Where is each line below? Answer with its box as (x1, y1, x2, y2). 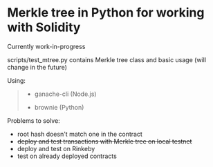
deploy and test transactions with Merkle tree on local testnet (17, 137, 192, 146)
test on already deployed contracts (17, 152, 118, 160)
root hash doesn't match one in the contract (17, 130, 143, 138)
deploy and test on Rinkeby (17, 144, 95, 153)
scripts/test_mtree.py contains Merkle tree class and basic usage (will (7, 55, 206, 63)
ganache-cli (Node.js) (34, 90, 97, 98)
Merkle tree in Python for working (7, 5, 205, 21)
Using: (7, 76, 26, 84)
